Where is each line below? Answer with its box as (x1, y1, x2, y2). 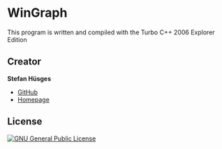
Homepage (17, 95, 50, 104)
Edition (7, 35, 28, 43)
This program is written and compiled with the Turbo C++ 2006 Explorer (7, 28, 215, 36)
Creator (7, 56, 42, 68)
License (7, 115, 43, 127)
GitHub (17, 87, 38, 96)
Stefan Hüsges (7, 74, 51, 83)
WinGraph (7, 5, 68, 21)
